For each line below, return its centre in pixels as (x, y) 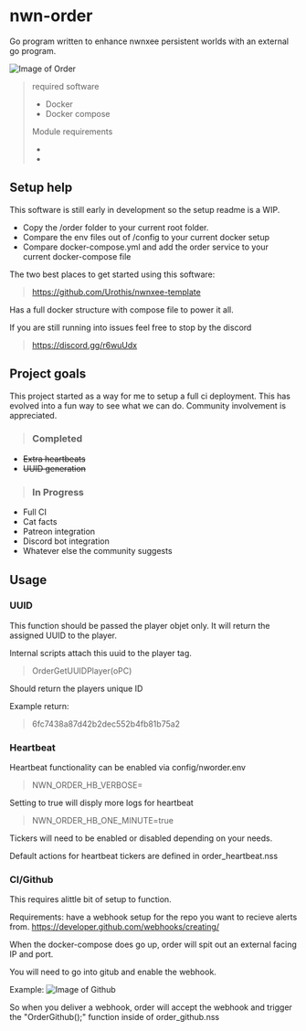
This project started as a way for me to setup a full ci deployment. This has (150, 396)
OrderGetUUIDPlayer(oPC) (82, 670)
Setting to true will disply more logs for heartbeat (101, 803)
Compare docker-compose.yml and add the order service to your (146, 247)
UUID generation (54, 468)
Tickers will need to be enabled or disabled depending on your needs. (141, 838)
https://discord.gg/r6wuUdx (84, 345)
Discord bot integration (66, 541)
